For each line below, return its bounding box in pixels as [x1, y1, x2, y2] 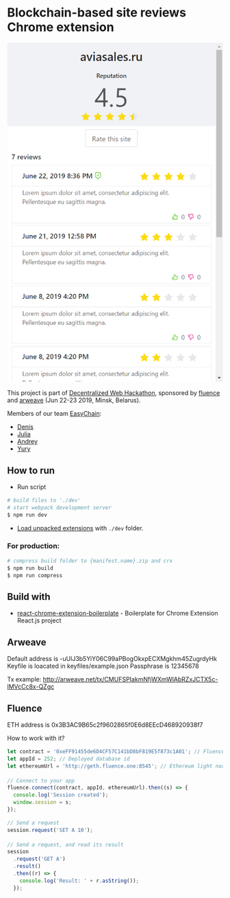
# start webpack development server [7, 504, 112, 511]
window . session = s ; [13, 799, 72, 806]
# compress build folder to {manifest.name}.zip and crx [7, 557, 173, 564]
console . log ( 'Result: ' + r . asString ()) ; [19, 877, 139, 884]
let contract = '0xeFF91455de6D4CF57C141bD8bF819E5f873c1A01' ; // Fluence [7, 748, 225, 755]
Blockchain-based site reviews [7, 5, 187, 21]
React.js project [16, 616, 62, 625]
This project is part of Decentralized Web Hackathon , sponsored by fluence [7, 389, 220, 397]
